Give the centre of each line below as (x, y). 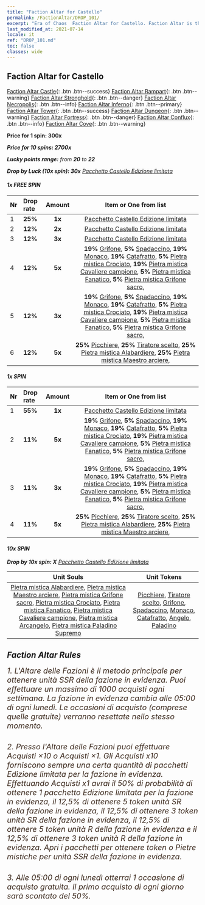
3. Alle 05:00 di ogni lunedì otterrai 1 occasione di (96, 878)
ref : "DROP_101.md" (32, 40)
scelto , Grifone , (164, 603)
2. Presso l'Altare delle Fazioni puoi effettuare (89, 747)
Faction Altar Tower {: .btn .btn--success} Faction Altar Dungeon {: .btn (95, 111)
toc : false (21, 46)
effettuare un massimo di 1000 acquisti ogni (86, 689)
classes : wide (25, 52)
